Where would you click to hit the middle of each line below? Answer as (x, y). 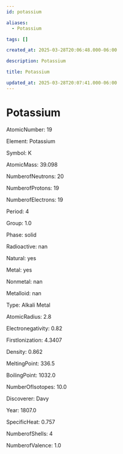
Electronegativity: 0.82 (34, 328)
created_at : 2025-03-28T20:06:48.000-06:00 (62, 50)
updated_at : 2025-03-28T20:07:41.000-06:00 (62, 83)
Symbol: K (19, 153)
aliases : (17, 23)
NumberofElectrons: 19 (35, 199)
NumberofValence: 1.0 (34, 445)
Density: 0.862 (25, 351)
